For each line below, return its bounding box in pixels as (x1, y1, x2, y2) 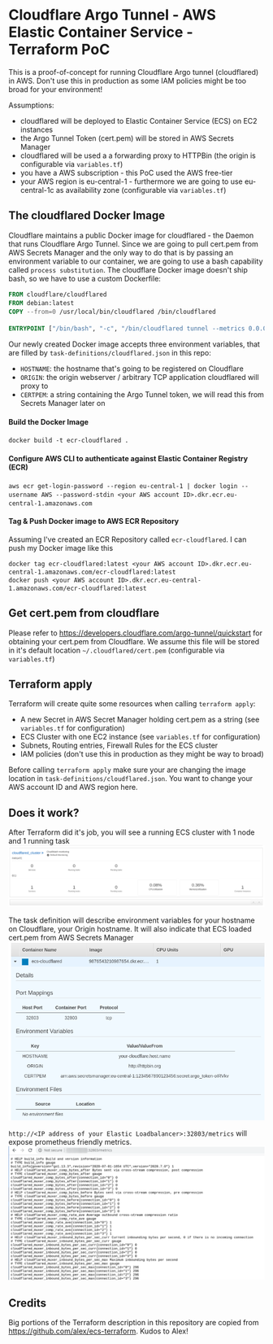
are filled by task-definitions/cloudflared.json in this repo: (8, 348, 211, 358)
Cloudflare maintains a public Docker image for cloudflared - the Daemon (8, 230, 254, 240)
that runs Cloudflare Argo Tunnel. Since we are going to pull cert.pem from (8, 238, 258, 249)
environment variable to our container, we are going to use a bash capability (8, 256, 263, 266)
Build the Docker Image (8, 417, 89, 426)
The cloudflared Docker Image (8, 209, 165, 223)
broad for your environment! (8, 84, 103, 94)
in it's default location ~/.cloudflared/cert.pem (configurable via (8, 645, 225, 655)
